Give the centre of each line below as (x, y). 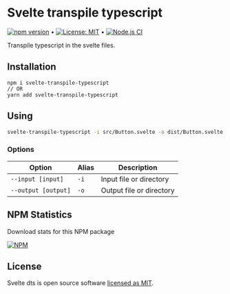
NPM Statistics (40, 215)
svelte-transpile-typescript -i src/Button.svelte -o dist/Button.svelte (115, 132)
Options (21, 150)
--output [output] (41, 190)
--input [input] (37, 179)
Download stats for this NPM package (61, 231)
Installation (32, 67)
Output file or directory (138, 190)
